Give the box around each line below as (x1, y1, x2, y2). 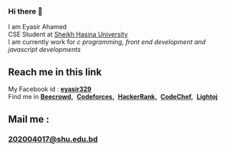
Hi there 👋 (8, 6, 44, 16)
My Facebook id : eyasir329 (8, 85, 92, 93)
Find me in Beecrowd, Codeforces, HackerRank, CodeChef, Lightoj (8, 93, 218, 101)
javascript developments (8, 46, 81, 54)
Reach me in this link (8, 66, 102, 78)
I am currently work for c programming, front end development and (8, 38, 206, 46)
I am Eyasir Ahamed (8, 23, 67, 31)
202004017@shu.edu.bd (8, 135, 99, 145)
